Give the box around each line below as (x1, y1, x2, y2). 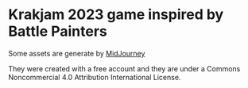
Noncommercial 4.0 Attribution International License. (8, 72, 181, 82)
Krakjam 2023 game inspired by (8, 6, 224, 24)
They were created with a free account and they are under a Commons (8, 63, 241, 73)
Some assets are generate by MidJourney (8, 48, 145, 58)
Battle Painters (8, 22, 107, 40)
